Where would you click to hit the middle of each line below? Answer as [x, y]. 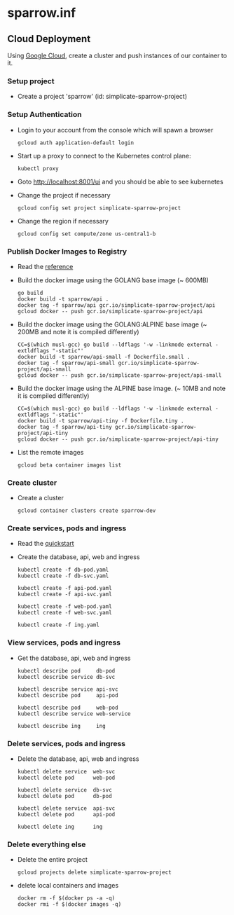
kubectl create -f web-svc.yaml [64, 613]
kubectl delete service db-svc [64, 790]
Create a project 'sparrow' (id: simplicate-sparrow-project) [102, 97]
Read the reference [45, 266]
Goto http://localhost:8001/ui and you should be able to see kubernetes [120, 181]
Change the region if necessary [63, 221]
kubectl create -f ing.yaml [58, 625]
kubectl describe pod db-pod [66, 670]
